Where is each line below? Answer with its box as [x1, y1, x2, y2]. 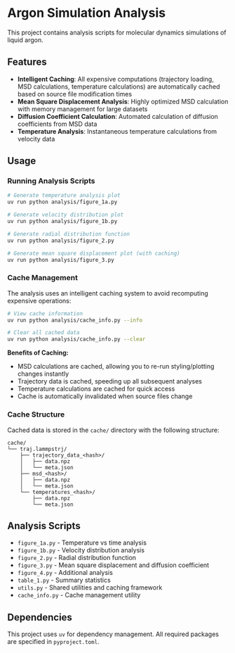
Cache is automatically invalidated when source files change [17, 392, 193, 400]
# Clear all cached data [7, 329, 80, 336]
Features [7, 56, 47, 68]
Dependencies [7, 611, 72, 623]
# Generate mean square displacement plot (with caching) [7, 250, 180, 257]
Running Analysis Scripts [7, 176, 95, 186]
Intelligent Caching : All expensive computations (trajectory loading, [17, 75, 214, 83]
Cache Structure [7, 410, 65, 419]
